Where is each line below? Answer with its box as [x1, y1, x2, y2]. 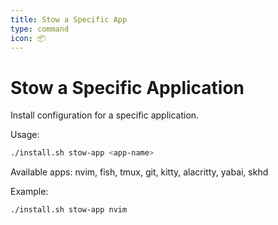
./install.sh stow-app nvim [10, 205, 128, 215]
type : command [10, 24, 70, 34]
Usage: [10, 129, 40, 141]
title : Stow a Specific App [10, 14, 128, 25]
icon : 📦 [10, 33, 47, 43]
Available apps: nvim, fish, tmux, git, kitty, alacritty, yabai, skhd [10, 166, 269, 178]
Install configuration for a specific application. [10, 109, 200, 121]
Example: [10, 186, 49, 198]
